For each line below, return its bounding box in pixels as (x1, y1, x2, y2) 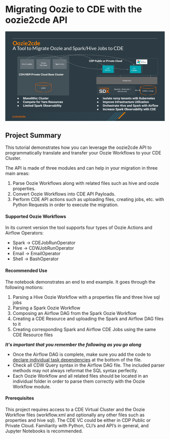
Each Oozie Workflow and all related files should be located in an (12, 373, 148, 379)
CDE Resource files (12, 332, 53, 338)
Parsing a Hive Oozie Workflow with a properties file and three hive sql (12, 294, 160, 300)
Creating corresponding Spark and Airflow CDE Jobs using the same (12, 326, 156, 332)
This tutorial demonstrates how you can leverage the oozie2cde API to (5, 144, 152, 150)
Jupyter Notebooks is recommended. (5, 428, 83, 434)
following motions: (5, 284, 44, 290)
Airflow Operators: (5, 230, 44, 236)
